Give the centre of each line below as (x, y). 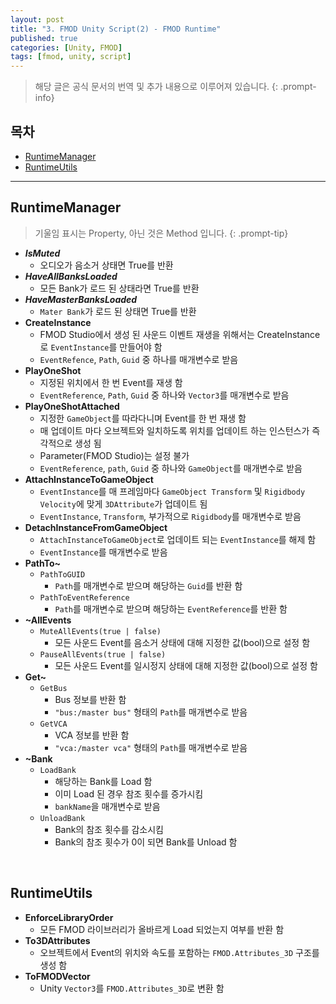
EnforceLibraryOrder (69, 917)
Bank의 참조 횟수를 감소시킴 (109, 829)
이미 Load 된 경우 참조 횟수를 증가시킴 (129, 793)
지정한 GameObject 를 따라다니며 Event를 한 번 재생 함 (143, 418)
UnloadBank (62, 818)
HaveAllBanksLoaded (71, 276)
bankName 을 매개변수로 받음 (107, 806)
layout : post (37, 19)
